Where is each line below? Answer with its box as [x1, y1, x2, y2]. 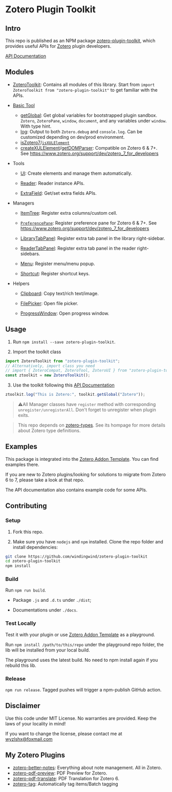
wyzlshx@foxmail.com [5, 736, 53, 742]
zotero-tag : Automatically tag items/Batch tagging [12, 781, 119, 787]
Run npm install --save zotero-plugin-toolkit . [12, 338, 116, 344]
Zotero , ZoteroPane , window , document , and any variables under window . [20, 117, 167, 124]
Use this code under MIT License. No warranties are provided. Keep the [5, 715, 157, 721]
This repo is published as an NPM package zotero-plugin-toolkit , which [5, 37, 156, 44]
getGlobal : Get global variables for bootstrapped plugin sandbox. [20, 112, 158, 118]
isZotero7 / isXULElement [20, 139, 70, 146]
